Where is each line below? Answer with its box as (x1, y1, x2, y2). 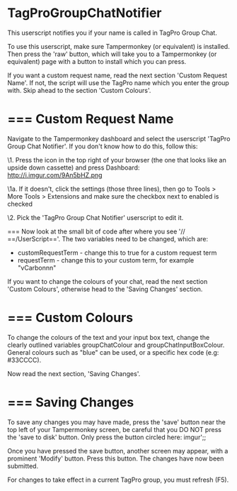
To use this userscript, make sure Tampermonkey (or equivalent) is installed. (7, 42, 230, 50)
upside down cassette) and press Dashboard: (7, 163, 140, 172)
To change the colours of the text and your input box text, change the (7, 333, 210, 341)
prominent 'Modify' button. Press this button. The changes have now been (7, 454, 224, 463)
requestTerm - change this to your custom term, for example (17, 255, 195, 264)
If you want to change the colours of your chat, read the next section (7, 277, 208, 285)
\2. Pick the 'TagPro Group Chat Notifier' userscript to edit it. (7, 213, 184, 221)
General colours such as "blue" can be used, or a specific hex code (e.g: (7, 348, 219, 356)
